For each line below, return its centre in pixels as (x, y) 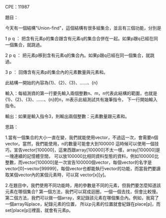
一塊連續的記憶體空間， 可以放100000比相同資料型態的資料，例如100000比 (82, 156)
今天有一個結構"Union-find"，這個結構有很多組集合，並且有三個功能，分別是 (83, 28)
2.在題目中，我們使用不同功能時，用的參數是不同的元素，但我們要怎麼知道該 (83, 185)
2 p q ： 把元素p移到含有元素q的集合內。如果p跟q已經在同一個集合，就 (78, 55)
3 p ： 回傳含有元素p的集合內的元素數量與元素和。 (56, 72)
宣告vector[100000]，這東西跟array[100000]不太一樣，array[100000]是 (87, 150)
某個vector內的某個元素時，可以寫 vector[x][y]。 (59, 175)
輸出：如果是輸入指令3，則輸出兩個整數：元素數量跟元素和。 (67, 116)
